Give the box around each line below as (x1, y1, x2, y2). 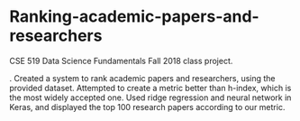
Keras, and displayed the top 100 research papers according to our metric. (9, 101, 286, 112)
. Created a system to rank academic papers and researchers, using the (9, 72, 277, 83)
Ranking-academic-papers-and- (9, 6, 259, 27)
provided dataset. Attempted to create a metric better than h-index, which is (9, 82, 292, 93)
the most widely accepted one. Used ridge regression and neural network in (9, 92, 292, 103)
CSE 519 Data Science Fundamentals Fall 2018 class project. (9, 55, 233, 66)
